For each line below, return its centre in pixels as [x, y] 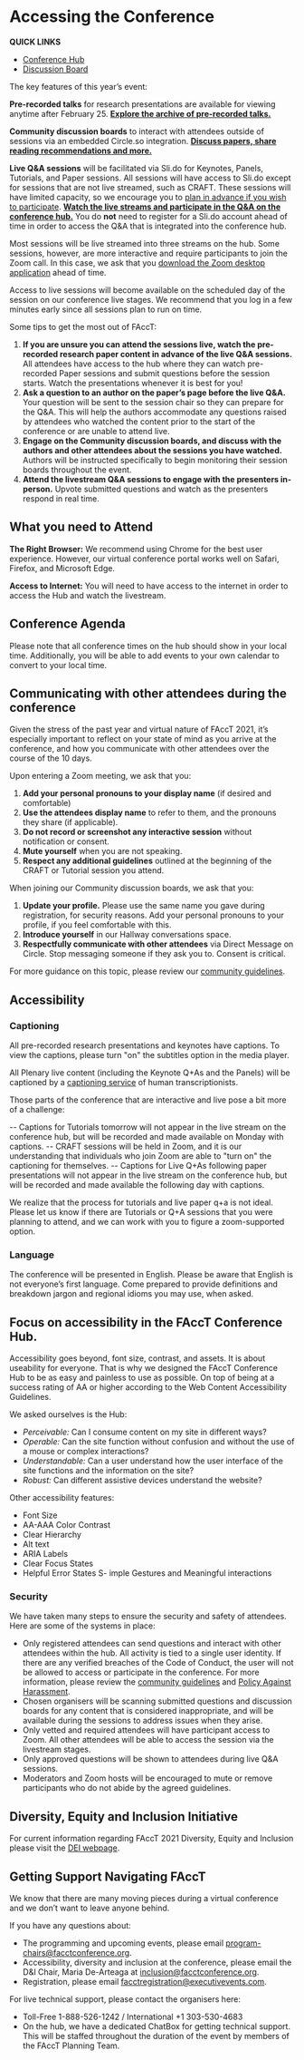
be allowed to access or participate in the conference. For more [141, 1672]
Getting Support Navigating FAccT [108, 1876]
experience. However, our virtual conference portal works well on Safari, [144, 559]
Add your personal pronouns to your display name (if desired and [147, 793]
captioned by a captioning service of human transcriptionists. [124, 1083]
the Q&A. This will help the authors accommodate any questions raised [154, 412]
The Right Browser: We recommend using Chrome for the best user [136, 549]
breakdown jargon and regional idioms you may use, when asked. [132, 1294]
